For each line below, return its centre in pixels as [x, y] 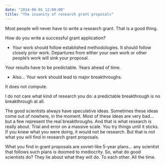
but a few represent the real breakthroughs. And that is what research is [78, 121]
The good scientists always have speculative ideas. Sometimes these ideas [82, 111]
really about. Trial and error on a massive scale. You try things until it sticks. [82, 127]
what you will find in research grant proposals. [52, 137]
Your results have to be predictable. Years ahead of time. [63, 67]
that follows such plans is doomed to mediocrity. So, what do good [73, 152]
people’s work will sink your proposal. [50, 58]
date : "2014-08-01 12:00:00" [35, 10]
